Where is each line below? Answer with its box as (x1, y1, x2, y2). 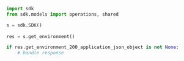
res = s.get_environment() (6, 33, 75, 39)
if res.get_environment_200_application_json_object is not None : (6, 44, 179, 51)
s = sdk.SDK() (6, 22, 43, 28)
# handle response (17, 50, 64, 56)
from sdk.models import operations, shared (6, 11, 119, 18)
